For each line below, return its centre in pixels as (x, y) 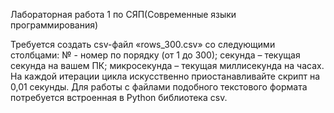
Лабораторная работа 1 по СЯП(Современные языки (123, 14)
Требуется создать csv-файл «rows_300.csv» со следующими (143, 44)
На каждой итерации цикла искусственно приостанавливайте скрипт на (165, 76)
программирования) (54, 25)
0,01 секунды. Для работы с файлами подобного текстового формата (159, 87)
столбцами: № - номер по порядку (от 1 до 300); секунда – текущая (155, 55)
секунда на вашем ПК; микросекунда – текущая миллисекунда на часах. (167, 65)
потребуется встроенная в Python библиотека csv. (119, 97)
